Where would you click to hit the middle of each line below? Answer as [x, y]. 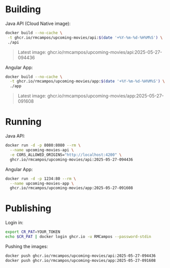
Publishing [29, 209]
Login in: [15, 223]
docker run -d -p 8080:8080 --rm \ [43, 145]
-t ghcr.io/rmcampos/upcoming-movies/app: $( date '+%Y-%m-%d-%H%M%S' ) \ [88, 82]
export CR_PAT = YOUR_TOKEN [33, 232]
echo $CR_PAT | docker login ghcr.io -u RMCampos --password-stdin [78, 237]
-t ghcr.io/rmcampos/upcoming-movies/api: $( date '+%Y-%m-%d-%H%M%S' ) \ [85, 37]
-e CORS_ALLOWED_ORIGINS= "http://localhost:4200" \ [66, 155]
